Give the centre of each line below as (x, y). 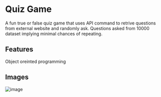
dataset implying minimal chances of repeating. (54, 33)
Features (19, 49)
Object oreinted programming (36, 61)
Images (17, 77)
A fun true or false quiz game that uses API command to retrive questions (80, 23)
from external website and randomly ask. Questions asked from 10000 (77, 28)
